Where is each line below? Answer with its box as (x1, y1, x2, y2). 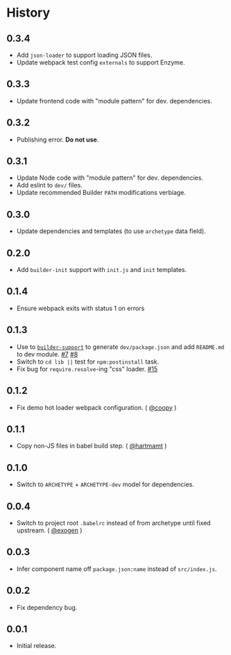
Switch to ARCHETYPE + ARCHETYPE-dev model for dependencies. (16, 480, 195, 488)
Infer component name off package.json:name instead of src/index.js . (16, 564, 217, 573)
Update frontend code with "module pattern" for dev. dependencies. (16, 96, 213, 105)
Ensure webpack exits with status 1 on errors (16, 304, 145, 312)
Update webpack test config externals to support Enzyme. (16, 58, 185, 67)
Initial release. (16, 642, 57, 650)
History (6, 5, 51, 21)
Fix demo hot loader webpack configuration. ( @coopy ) (16, 403, 177, 411)
